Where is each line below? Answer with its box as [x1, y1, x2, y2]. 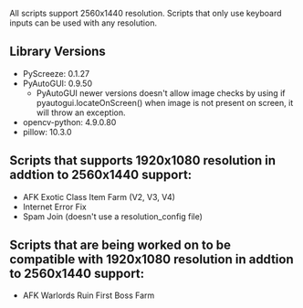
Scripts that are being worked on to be [9, 238, 231, 253]
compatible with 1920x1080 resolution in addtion [9, 251, 294, 268]
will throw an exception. [36, 107, 126, 118]
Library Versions [9, 44, 107, 59]
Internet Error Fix [22, 201, 87, 212]
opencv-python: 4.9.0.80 [22, 116, 117, 127]
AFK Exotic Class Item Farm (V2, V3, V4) [22, 191, 176, 202]
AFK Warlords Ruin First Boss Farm [22, 290, 155, 301]
